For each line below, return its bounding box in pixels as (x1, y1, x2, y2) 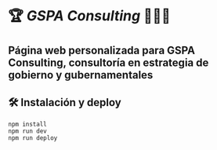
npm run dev (8, 127, 47, 135)
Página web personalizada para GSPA (8, 43, 196, 57)
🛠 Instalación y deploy (8, 96, 121, 109)
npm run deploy (8, 134, 58, 142)
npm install (8, 120, 47, 129)
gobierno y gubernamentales (8, 68, 154, 82)
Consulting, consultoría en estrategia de (8, 56, 209, 69)
